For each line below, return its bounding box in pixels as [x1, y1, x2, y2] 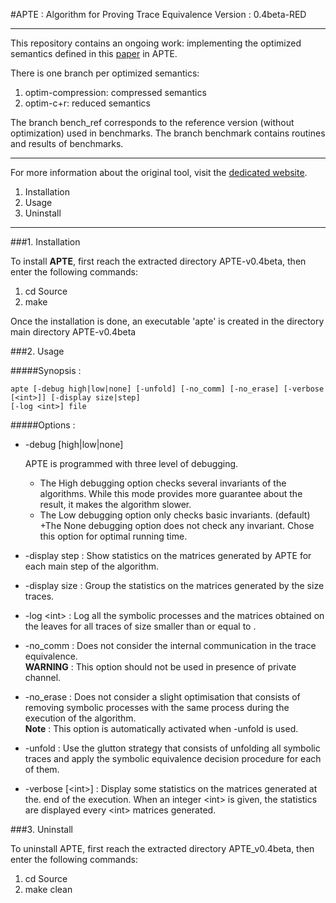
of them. [24, 764, 60, 775]
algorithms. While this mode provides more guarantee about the [39, 488, 303, 499]
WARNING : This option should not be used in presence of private [24, 661, 297, 673]
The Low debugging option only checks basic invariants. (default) [39, 509, 311, 521]
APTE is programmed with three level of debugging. [24, 458, 239, 469]
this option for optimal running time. [39, 530, 188, 542]
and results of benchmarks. [10, 138, 124, 149]
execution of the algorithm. [24, 712, 137, 724]
